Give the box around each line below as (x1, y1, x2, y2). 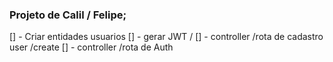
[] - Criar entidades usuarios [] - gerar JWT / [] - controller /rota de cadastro (9, 31, 324, 43)
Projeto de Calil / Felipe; (9, 8, 127, 22)
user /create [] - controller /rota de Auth (9, 41, 174, 53)
